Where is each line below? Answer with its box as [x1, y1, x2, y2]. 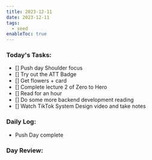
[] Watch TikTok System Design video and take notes [14, 102, 146, 110]
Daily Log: [6, 117, 37, 126]
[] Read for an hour [14, 90, 62, 97]
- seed [11, 25, 28, 32]
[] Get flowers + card [14, 77, 67, 84]
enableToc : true [6, 31, 47, 37]
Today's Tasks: [6, 51, 52, 59]
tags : [6, 20, 20, 26]
